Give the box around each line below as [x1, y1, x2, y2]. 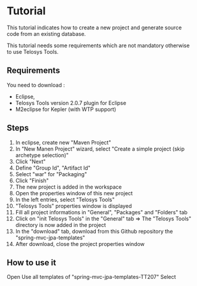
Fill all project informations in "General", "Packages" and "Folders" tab [15, 208, 188, 216]
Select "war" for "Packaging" [15, 170, 87, 177]
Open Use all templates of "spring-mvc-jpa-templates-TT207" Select [7, 273, 176, 281]
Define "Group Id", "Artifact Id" [15, 164, 91, 171]
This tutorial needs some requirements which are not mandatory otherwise [7, 42, 190, 49]
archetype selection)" [15, 151, 69, 159]
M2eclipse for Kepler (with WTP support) [15, 106, 117, 113]
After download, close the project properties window [15, 240, 145, 247]
